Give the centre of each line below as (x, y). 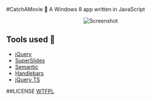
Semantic (27, 66)
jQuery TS (27, 79)
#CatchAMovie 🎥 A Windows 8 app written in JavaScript (76, 9)
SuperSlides (30, 60)
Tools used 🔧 (31, 40)
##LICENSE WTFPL (30, 91)
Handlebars (29, 73)
